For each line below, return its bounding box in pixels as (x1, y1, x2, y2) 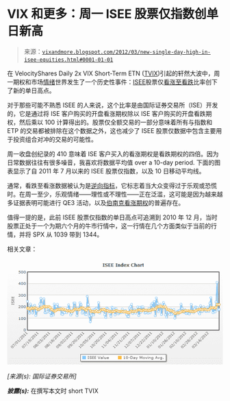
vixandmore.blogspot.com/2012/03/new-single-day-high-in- (42, 49, 211, 56)
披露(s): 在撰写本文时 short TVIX (7, 387, 99, 395)
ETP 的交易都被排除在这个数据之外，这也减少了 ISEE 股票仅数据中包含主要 (7, 126, 216, 134)
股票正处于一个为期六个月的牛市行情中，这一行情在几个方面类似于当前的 (7, 221, 211, 230)
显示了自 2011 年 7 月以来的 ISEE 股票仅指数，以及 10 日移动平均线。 (12, 167, 205, 175)
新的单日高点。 (12, 86, 55, 95)
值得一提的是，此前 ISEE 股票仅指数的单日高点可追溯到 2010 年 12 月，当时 (7, 213, 218, 221)
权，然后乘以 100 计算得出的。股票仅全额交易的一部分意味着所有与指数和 (7, 118, 213, 126)
